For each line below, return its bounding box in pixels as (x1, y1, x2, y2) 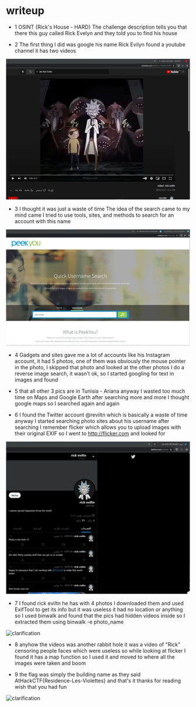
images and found (14, 376, 58, 383)
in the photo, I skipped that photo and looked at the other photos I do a (14, 364, 185, 371)
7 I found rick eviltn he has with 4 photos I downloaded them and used (14, 599, 184, 607)
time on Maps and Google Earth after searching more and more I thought (14, 394, 190, 401)
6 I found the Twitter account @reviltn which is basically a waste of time (14, 411, 188, 418)
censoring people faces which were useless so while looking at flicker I (14, 647, 186, 654)
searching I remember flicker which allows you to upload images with (14, 424, 181, 431)
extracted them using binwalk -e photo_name (14, 618, 124, 625)
